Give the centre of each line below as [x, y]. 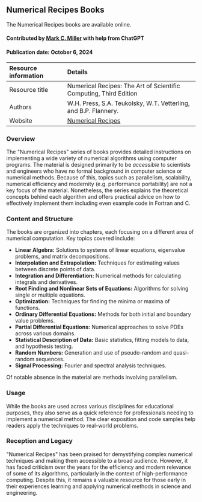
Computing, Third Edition [102, 93]
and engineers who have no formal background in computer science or [94, 171]
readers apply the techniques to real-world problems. [72, 425]
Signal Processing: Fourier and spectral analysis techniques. [90, 365]
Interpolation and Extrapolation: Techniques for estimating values [97, 263]
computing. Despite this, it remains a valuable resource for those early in [96, 480]
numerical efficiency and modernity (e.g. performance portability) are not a [99, 184]
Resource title [29, 89]
